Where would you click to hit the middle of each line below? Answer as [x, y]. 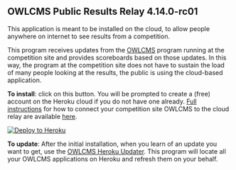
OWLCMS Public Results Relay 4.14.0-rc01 [103, 12]
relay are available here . [42, 116]
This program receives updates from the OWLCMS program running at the [116, 50]
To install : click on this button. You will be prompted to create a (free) [109, 93]
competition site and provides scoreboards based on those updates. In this [117, 57]
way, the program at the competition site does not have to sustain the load [116, 65]
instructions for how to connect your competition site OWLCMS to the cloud [118, 108]
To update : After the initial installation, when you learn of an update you [112, 144]
